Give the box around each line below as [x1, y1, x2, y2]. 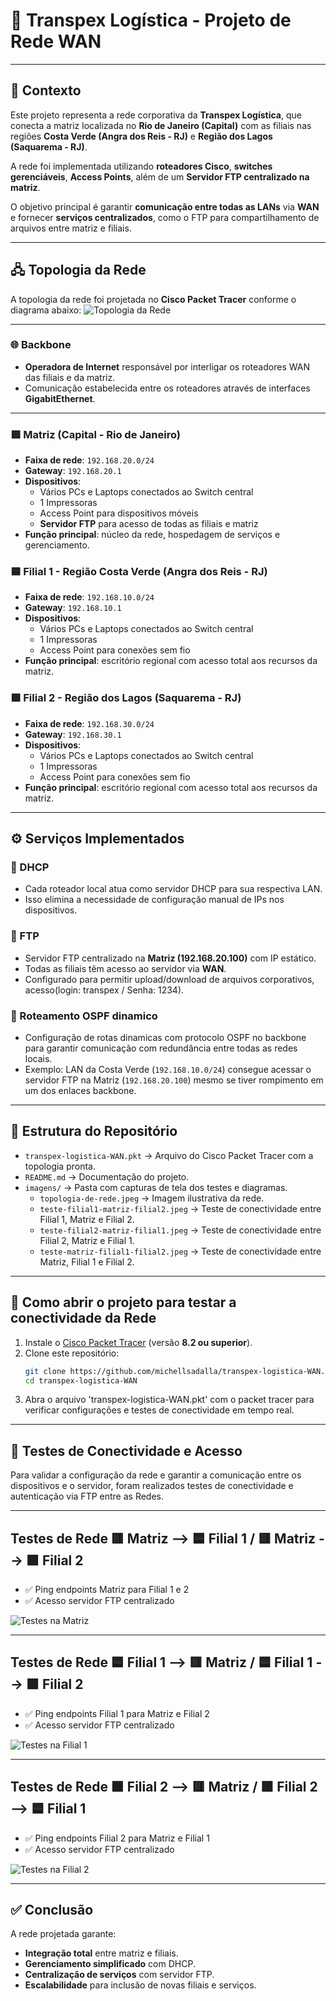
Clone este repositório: [24, 1347, 120, 1359]
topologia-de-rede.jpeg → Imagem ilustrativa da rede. [39, 1192, 265, 1204]
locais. [24, 1053, 53, 1065]
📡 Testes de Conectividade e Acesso [10, 1442, 243, 1459]
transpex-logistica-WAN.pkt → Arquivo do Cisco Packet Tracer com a [24, 1149, 314, 1161]
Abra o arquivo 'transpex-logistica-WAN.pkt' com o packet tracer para [24, 1394, 315, 1406]
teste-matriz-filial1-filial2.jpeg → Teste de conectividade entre [39, 1245, 322, 1257]
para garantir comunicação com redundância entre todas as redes [24, 1042, 298, 1054]
